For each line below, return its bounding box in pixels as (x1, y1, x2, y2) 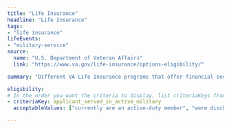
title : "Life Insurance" (7, 10, 78, 17)
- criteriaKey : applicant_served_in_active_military (7, 99, 162, 105)
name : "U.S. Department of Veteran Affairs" (13, 55, 143, 62)
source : (7, 49, 30, 55)
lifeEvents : (7, 36, 41, 42)
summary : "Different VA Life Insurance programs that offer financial (7, 73, 214, 80)
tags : (7, 23, 23, 29)
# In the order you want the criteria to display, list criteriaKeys (7, 92, 211, 99)
